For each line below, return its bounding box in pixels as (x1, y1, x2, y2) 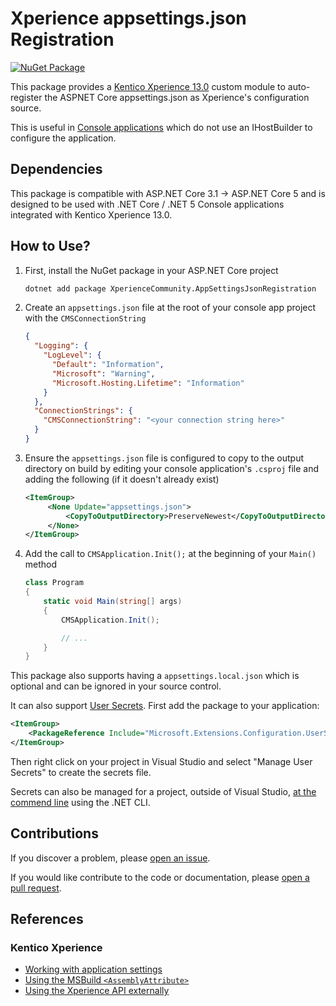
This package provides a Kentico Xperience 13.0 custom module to (10, 80, 286, 92)
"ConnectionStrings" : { (34, 406, 133, 416)
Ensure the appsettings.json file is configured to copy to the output (24, 452, 305, 464)
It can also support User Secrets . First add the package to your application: (10, 700, 320, 712)
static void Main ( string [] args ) (43, 597, 183, 607)
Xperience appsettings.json (10, 7, 247, 30)
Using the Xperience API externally (24, 985, 170, 997)
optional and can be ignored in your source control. (10, 680, 222, 692)
